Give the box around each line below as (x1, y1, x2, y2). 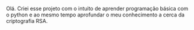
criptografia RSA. (6, 18, 48, 24)
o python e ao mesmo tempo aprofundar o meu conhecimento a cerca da (6, 11, 185, 18)
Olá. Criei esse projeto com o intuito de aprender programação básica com (6, 5, 189, 12)
